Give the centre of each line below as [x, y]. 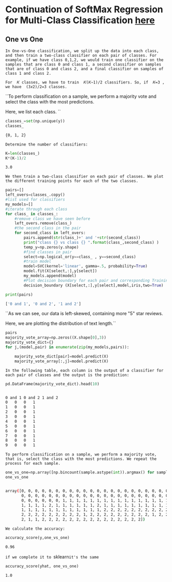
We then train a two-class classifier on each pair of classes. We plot [84, 177]
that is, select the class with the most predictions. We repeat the [81, 459]
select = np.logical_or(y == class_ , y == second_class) [80, 257]
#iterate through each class [36, 209]
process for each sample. [33, 464]
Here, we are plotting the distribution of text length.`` [61, 323]
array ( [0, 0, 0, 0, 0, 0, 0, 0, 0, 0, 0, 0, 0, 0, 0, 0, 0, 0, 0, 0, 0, [84, 491]
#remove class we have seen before [52, 219]
